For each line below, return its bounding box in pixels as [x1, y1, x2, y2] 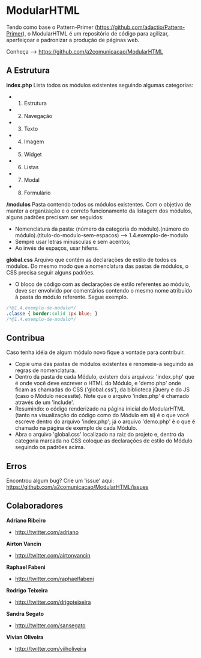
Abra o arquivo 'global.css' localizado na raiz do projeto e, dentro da [14, 431, 184, 438]
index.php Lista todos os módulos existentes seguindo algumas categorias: [6, 81, 194, 88]
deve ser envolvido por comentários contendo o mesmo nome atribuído [14, 287, 193, 294]
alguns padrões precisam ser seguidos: [6, 213, 104, 220]
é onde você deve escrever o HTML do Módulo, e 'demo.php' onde [14, 380, 182, 387]
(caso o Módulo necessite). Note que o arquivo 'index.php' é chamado [14, 393, 190, 400]
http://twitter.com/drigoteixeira [14, 598, 91, 606]
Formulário [23, 189, 51, 196]
